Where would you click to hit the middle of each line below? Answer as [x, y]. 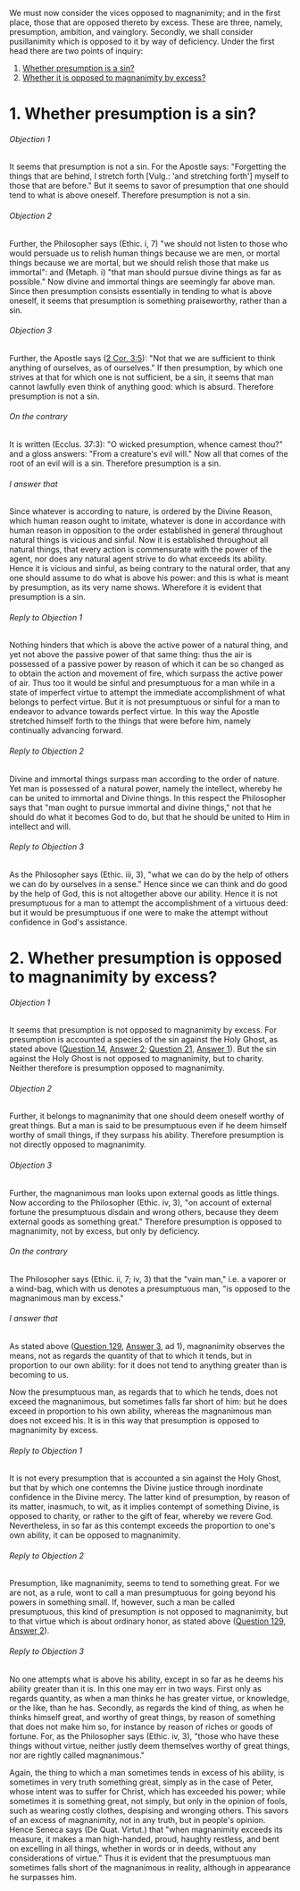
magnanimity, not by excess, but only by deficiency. [105, 1231]
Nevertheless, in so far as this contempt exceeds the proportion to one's [142, 1526]
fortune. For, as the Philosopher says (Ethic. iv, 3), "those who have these [144, 1736]
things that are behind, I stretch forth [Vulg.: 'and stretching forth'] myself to [149, 176]
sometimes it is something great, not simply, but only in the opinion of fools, [148, 1801]
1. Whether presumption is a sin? [133, 114]
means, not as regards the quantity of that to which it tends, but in [131, 1356]
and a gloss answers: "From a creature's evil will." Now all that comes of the [149, 454]
